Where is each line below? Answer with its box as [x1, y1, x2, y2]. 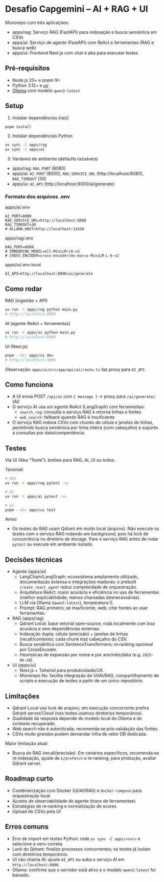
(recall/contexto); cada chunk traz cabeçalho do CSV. [19, 636, 128, 642]
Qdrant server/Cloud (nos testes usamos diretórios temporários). [12, 710, 143, 716]
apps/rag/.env [5, 235, 33, 241]
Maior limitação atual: [5, 740, 48, 746]
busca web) [12, 45, 36, 50]
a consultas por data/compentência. [12, 430, 86, 436]
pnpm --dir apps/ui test [5, 507, 56, 512]
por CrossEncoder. [19, 646, 58, 652]
